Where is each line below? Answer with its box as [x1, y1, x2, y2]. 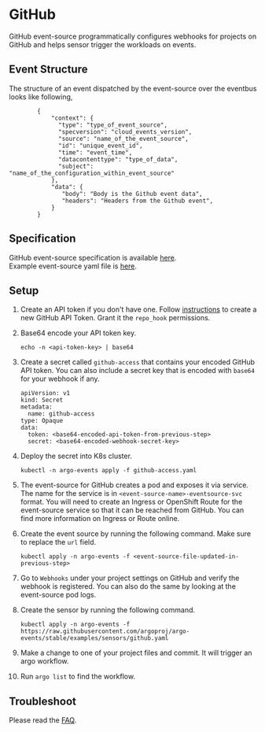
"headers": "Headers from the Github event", [61, 197, 214, 205]
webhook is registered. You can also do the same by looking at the [20, 582, 237, 591]
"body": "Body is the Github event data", [61, 190, 203, 198]
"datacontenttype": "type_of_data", [58, 155, 179, 163]
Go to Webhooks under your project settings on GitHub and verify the [20, 573, 240, 583]
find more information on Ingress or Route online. [20, 514, 180, 523]
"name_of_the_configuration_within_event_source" [9, 169, 175, 177]
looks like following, [9, 92, 73, 102]
